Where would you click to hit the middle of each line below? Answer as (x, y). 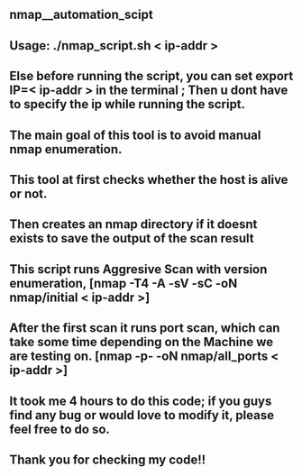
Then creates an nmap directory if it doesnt (133, 224)
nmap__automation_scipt (81, 15)
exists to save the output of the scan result (132, 238)
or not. (28, 193)
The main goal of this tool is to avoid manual (135, 135)
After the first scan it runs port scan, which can (145, 328)
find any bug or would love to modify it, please (142, 415)
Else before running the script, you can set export (151, 76)
